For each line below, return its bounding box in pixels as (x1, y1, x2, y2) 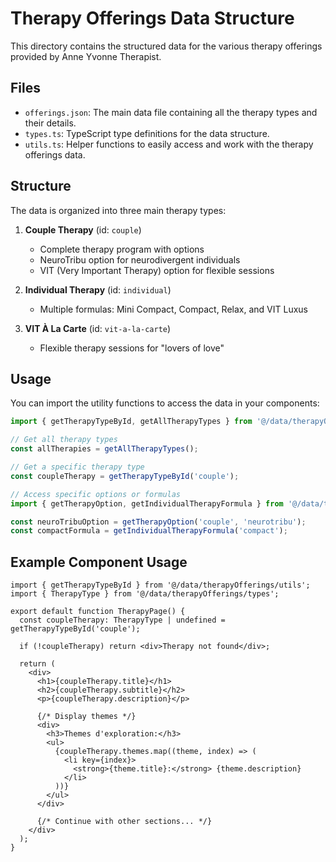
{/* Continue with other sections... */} (36, 817, 213, 827)
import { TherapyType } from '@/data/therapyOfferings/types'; (10, 589, 280, 599)
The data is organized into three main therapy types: (10, 204, 227, 216)
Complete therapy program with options (39, 243, 205, 255)
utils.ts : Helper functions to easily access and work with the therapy (24, 138, 314, 150)
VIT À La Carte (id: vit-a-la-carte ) (24, 322, 172, 334)
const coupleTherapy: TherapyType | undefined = (19, 615, 226, 626)
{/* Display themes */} (36, 712, 137, 722)
